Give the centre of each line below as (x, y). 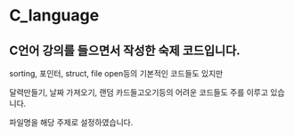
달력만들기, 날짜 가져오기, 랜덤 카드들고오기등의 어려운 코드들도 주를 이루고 (139, 92)
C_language (54, 16)
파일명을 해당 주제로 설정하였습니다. (71, 122)
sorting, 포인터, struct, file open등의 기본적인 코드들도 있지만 (116, 73)
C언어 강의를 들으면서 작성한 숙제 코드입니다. (125, 50)
